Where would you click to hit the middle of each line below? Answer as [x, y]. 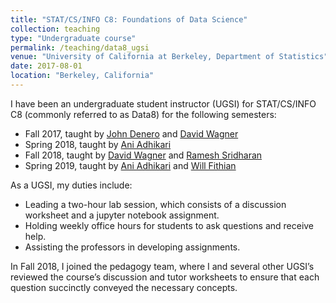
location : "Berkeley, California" [82, 76]
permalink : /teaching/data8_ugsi [80, 47]
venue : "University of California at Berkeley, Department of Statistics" [169, 57]
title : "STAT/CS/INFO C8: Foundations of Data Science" [129, 19]
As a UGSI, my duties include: [71, 185]
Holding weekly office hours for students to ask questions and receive [169, 225]
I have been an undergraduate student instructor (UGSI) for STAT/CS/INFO [163, 103]
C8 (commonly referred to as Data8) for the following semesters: [143, 114]
